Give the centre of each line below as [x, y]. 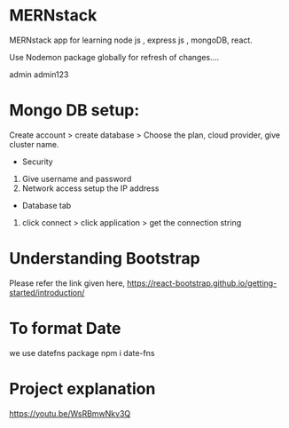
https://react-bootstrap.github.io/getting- [202, 283]
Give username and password [77, 178]
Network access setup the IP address [90, 188]
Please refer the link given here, [67, 283]
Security [37, 162]
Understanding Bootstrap [105, 259]
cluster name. [34, 144]
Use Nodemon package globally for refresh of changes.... [114, 57]
